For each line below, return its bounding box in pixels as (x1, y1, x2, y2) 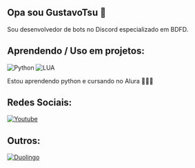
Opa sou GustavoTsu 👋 (7, 7, 107, 19)
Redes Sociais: (7, 97, 72, 109)
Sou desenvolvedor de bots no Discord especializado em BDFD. (7, 25, 189, 33)
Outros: (7, 135, 41, 147)
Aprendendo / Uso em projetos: (7, 45, 145, 57)
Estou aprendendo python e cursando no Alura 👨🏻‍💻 (7, 76, 154, 85)
